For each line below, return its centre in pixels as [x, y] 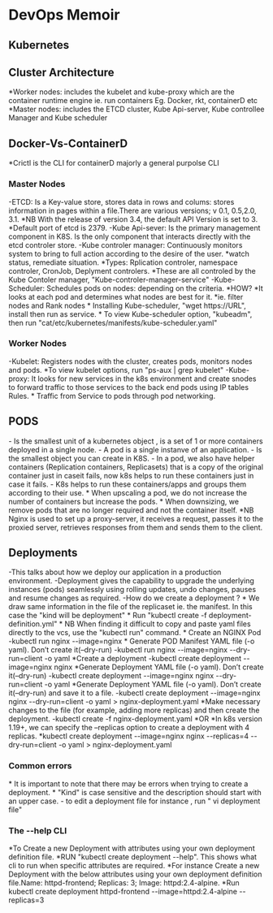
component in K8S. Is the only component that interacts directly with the [130, 236]
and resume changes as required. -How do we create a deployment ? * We [134, 598]
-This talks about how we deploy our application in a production [115, 572]
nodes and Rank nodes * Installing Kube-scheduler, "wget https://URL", [127, 305]
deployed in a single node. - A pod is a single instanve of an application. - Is [135, 449]
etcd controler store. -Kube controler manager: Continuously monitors [126, 244]
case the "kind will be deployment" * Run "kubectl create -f [108, 616]
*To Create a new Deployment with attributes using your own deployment [132, 848]
